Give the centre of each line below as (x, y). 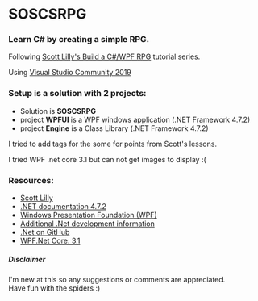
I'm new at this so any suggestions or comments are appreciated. (117, 280)
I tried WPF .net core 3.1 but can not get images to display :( (108, 159)
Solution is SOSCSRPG (58, 111)
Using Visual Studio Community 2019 (70, 73)
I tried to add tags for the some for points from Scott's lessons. (113, 144)
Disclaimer (27, 259)
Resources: (31, 180)
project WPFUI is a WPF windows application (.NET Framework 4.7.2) (135, 119)
